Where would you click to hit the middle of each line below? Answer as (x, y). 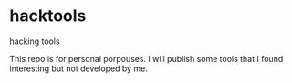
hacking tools (35, 41)
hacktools (48, 16)
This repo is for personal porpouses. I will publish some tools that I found (146, 58)
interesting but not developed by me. (78, 68)
